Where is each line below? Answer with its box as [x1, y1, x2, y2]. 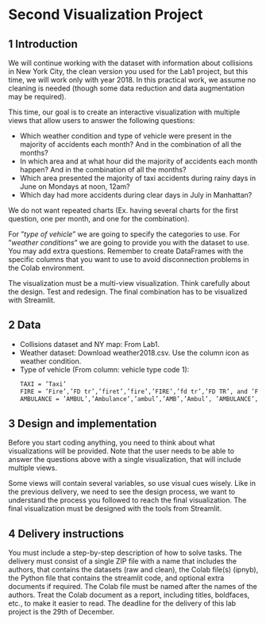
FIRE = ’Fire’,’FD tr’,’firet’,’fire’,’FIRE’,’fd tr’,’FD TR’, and [19, 387, 248, 395]
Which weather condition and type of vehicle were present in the [19, 131, 232, 141]
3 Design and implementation [8, 417, 157, 430]
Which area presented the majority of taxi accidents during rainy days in [19, 173, 256, 183]
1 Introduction [8, 37, 78, 51]
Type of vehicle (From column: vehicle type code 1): [19, 364, 190, 374]
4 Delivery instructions [8, 526, 125, 541]
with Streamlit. [8, 295, 56, 305]
